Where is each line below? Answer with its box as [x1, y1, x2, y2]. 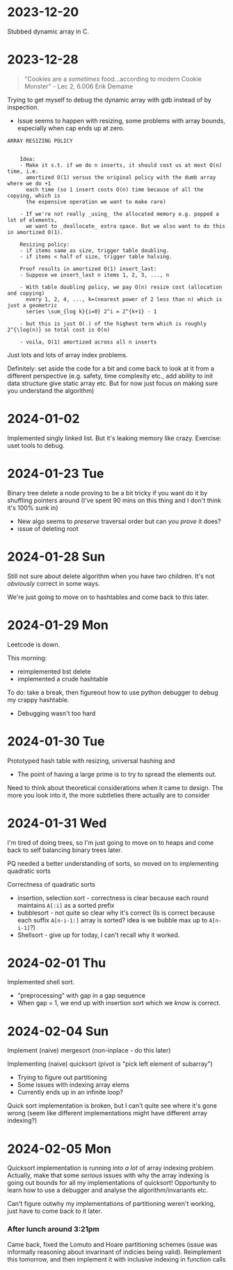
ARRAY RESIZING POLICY [7, 137, 73, 144]
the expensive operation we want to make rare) [25, 198, 167, 206]
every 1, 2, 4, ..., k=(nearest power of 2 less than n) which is [25, 295, 223, 303]
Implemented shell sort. [7, 978, 75, 986]
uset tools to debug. [7, 441, 65, 449]
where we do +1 [7, 180, 51, 187]
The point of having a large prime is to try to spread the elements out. [17, 770, 217, 778]
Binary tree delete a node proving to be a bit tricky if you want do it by [7, 488, 208, 497]
